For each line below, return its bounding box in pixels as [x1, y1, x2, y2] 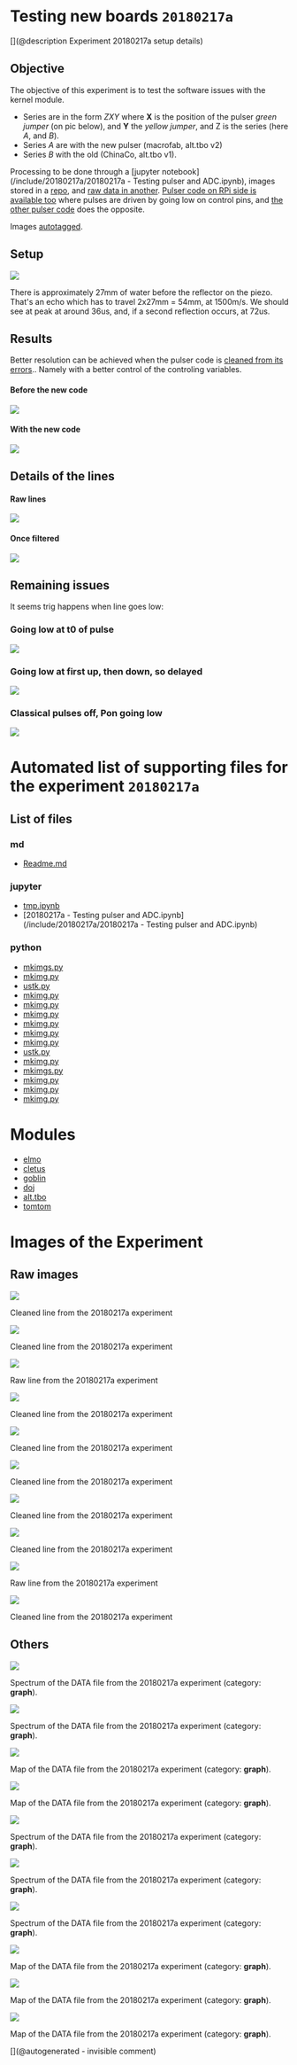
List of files [10, 811, 73, 826]
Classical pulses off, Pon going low [10, 706, 163, 719]
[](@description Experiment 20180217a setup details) [10, 35, 204, 46]
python [10, 941, 42, 954]
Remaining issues [10, 578, 110, 593]
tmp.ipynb [22, 900, 60, 911]
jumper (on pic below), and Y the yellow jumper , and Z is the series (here [22, 121, 289, 131]
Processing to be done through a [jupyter [10, 166, 160, 176]
